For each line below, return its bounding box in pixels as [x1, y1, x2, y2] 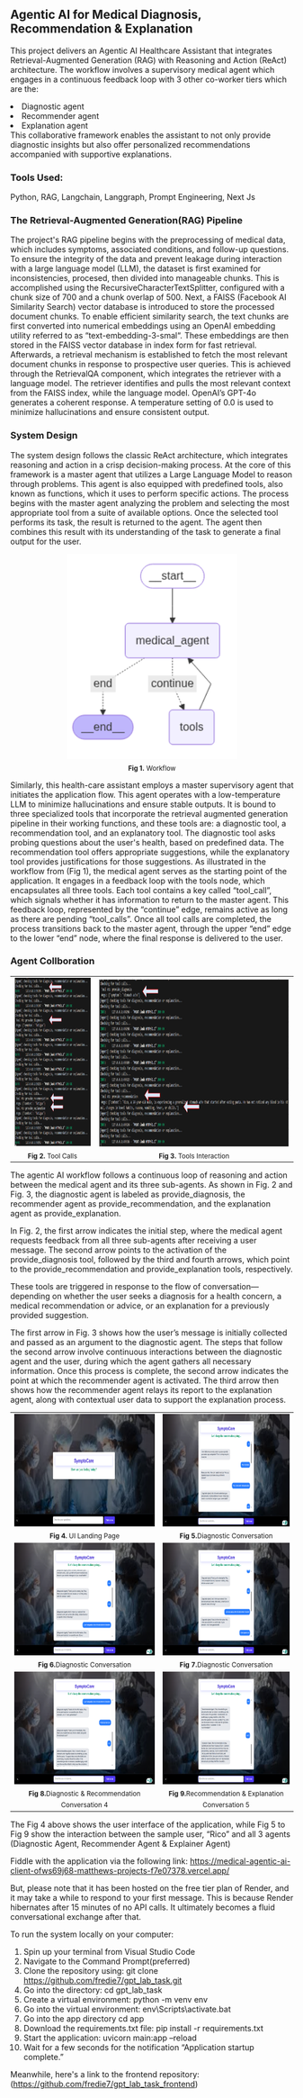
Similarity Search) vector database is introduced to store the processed [10, 302, 275, 312]
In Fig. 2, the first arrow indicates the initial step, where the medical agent [10, 1225, 282, 1236]
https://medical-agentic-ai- [189, 1855, 291, 1867]
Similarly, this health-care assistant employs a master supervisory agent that [10, 779, 294, 791]
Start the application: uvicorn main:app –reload [22, 2032, 197, 2043]
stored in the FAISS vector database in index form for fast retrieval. [10, 339, 257, 350]
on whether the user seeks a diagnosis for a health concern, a [51, 1290, 282, 1301]
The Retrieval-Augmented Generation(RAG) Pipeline [10, 214, 244, 227]
